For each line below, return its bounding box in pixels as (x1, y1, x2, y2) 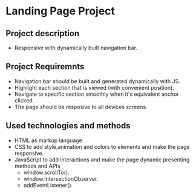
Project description (5, 28, 80, 39)
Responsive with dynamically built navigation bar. (14, 44, 138, 51)
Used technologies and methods (5, 120, 131, 131)
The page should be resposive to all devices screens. (14, 103, 148, 110)
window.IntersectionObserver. (23, 175, 99, 182)
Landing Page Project (5, 4, 116, 18)
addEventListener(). (23, 181, 73, 189)
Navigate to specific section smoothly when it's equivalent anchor (14, 90, 179, 98)
